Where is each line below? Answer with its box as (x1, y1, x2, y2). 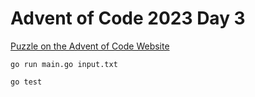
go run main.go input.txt (10, 59, 118, 69)
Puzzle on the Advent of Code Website (10, 40, 170, 52)
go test (10, 77, 43, 87)
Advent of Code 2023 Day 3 (10, 7, 246, 30)
